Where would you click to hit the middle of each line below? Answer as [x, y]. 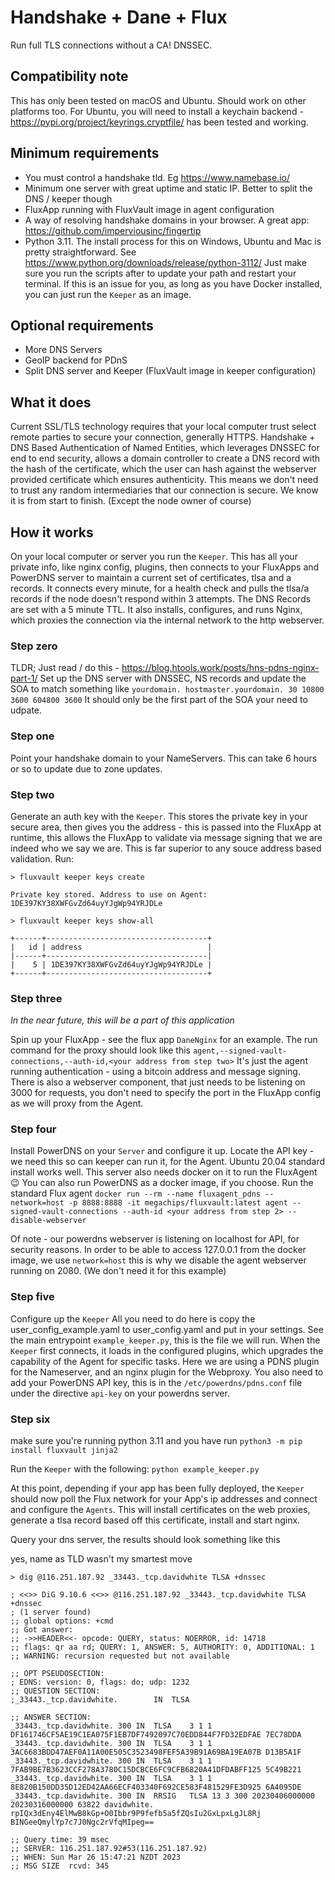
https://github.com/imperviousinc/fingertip [113, 230]
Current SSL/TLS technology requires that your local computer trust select [163, 427]
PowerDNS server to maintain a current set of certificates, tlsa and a [151, 577]
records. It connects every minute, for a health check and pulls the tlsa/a [160, 588]
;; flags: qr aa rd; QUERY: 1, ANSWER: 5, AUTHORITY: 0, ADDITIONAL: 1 [162, 1647]
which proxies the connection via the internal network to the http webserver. [167, 620]
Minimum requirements [85, 153]
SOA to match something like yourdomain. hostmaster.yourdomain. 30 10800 [167, 689]
